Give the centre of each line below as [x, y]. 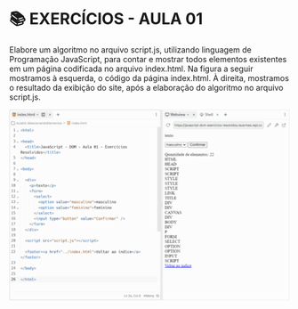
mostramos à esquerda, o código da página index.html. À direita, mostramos [149, 77]
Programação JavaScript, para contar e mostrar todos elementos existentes [148, 59]
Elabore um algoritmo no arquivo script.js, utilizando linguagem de [130, 49]
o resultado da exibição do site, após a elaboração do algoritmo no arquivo [146, 87]
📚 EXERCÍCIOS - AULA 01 [106, 19]
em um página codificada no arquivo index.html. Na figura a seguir [131, 69]
